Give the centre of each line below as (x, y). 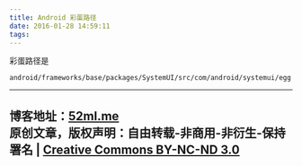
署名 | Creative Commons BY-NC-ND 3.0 (124, 149)
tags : (19, 34)
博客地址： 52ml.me (64, 116)
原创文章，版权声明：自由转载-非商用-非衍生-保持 (147, 132)
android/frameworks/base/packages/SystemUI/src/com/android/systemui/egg (151, 78)
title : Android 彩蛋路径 (53, 17)
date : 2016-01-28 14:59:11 (60, 26)
